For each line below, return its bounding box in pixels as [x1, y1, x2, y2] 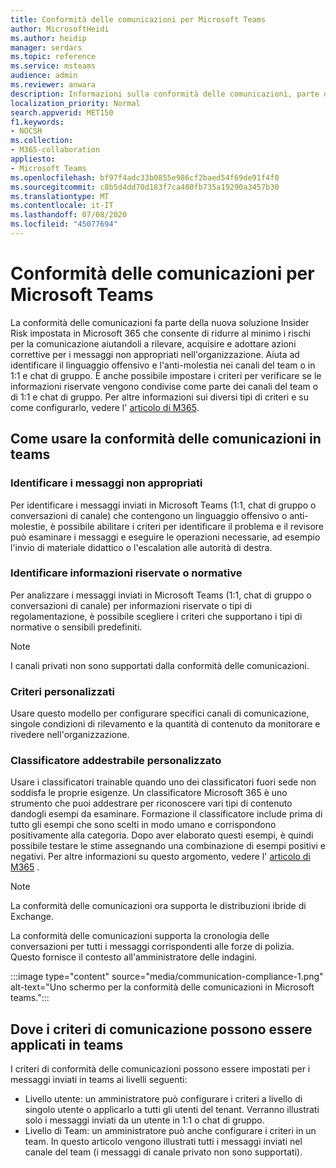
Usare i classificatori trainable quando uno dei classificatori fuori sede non [10, 776, 317, 788]
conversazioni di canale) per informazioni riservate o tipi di [10, 599, 253, 611]
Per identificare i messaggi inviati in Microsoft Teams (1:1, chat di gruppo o [10, 499, 317, 511]
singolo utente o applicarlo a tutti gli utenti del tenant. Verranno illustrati [24, 1104, 320, 1116]
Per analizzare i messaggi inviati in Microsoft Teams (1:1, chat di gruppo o [10, 589, 312, 601]
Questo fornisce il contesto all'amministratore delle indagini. [10, 951, 258, 963]
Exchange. [10, 911, 54, 923]
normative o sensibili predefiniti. [10, 621, 143, 633]
